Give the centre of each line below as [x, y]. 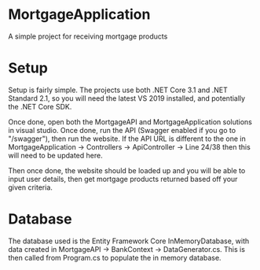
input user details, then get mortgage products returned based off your [123, 179]
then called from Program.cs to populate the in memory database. [115, 257]
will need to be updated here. [56, 155]
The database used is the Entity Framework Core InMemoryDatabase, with [129, 241]
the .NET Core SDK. [40, 106]
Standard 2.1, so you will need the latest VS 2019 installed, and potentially [127, 98]
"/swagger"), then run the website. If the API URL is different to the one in [127, 139]
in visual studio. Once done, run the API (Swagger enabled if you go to [122, 130]
